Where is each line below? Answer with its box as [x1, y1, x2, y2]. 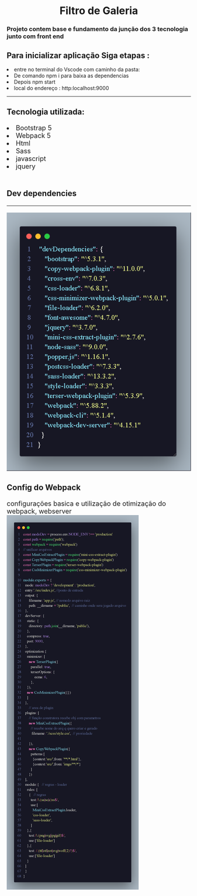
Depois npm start [14, 78, 56, 85]
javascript [16, 155, 46, 163]
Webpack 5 [16, 132, 51, 140]
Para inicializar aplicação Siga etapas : [6, 50, 150, 60]
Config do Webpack [6, 483, 81, 493]
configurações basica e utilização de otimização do [6, 499, 166, 508]
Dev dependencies [6, 188, 77, 198]
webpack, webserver [6, 507, 72, 516]
